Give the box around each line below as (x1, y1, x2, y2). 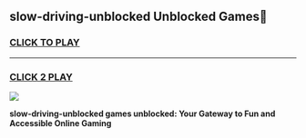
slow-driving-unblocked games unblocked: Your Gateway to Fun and (9, 108, 276, 119)
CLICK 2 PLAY (9, 70, 73, 83)
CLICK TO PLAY (9, 36, 80, 49)
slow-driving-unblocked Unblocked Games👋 (9, 9, 268, 25)
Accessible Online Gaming (9, 117, 112, 128)
